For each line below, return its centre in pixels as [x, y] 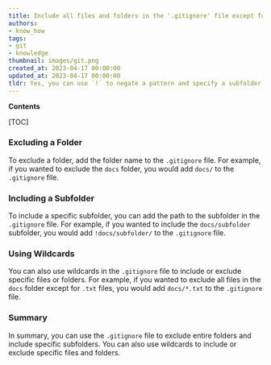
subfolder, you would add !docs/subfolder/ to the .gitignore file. [117, 233]
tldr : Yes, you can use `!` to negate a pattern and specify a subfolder [135, 83]
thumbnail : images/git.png [54, 61]
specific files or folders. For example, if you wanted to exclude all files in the [135, 280]
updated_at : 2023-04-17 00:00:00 [65, 76]
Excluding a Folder [46, 143]
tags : [17, 38]
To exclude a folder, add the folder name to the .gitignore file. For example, [135, 160]
